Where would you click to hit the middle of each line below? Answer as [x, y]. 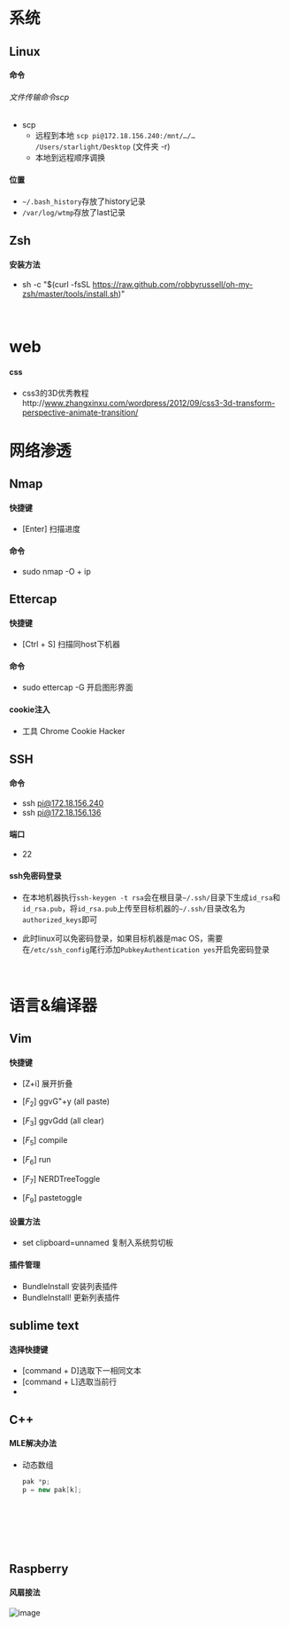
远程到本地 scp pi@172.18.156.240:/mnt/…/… [115, 136]
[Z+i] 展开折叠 [47, 1083]
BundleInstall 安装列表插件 [70, 1286]
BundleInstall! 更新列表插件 [71, 1297]
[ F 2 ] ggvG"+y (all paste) [66, 1103]
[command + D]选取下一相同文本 [81, 1371]
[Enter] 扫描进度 [51, 529]
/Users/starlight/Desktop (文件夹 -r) [103, 146]
